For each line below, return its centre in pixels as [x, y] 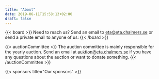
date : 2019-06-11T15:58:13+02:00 [39, 14]
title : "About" [20, 9]
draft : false [18, 18]
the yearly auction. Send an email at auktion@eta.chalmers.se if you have [78, 52]
